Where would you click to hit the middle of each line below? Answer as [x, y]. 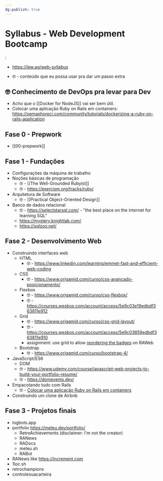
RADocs [27, 443]
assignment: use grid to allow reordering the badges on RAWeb [90, 342]
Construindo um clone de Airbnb [45, 395]
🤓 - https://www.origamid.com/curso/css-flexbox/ [77, 295]
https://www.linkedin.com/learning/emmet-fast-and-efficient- [96, 263]
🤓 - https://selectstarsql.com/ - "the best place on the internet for [85, 210]
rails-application [28, 119]
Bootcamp [26, 44]
